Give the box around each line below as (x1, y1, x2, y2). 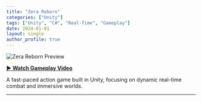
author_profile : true (6, 36, 61, 42)
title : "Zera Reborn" (6, 8, 61, 15)
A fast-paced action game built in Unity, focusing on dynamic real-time (6, 76, 182, 83)
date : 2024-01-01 (6, 25, 50, 32)
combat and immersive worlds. (6, 82, 83, 90)
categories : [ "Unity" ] (6, 14, 63, 20)
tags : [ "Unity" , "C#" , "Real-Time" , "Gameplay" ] (6, 20, 130, 26)
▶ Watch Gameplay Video (6, 65, 73, 72)
